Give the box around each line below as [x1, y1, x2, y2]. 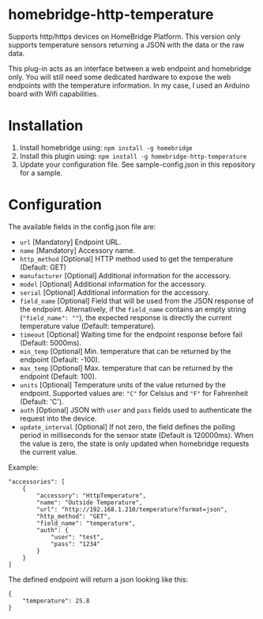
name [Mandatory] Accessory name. [19, 245, 136, 255]
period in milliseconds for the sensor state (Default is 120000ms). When [19, 430, 254, 440]
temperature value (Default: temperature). [19, 321, 156, 330]
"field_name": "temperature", [36, 519, 136, 527]
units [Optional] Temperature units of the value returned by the [19, 379, 227, 389]
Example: [8, 462, 39, 472]
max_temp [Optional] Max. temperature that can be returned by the [19, 363, 233, 372]
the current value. [19, 447, 78, 456]
